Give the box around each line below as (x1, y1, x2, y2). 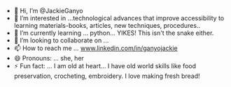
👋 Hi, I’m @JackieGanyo (13, 7, 83, 15)
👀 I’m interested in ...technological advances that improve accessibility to (13, 14, 225, 22)
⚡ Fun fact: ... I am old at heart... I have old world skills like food (13, 62, 197, 70)
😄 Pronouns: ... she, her (13, 54, 84, 62)
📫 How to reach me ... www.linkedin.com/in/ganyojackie (13, 44, 178, 52)
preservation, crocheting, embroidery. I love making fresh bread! (13, 72, 201, 80)
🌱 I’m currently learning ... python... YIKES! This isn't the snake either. (13, 29, 214, 37)
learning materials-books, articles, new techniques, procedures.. (13, 22, 201, 29)
